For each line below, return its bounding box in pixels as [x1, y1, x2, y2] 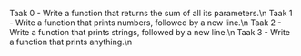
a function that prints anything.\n [9, 36, 133, 47]
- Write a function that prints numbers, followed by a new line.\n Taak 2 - [9, 17, 282, 28]
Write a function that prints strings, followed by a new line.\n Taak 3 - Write [9, 27, 291, 37]
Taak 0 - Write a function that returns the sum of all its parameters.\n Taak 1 [9, 8, 293, 18]
